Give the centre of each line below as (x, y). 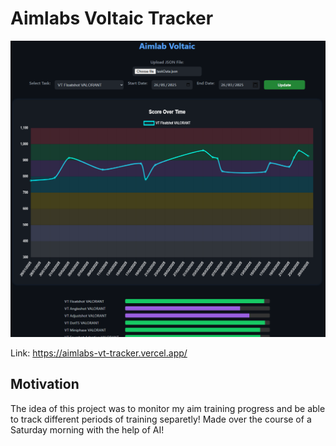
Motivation (45, 384)
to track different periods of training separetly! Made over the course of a (161, 419)
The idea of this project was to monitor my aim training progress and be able (168, 408)
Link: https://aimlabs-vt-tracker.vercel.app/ (99, 353)
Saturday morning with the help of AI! (87, 429)
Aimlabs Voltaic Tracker (112, 18)
